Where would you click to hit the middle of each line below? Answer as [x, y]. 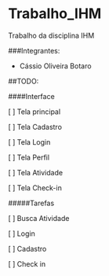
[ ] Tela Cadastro [35, 127]
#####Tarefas [31, 203]
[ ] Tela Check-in [35, 188]
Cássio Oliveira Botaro [55, 66]
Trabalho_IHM [55, 14]
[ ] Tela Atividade [36, 172]
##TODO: [24, 81]
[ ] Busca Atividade [39, 218]
